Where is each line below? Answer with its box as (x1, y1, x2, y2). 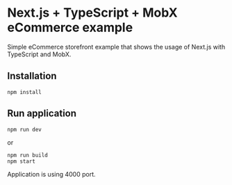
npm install (7, 88, 42, 95)
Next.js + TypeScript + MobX (7, 5, 179, 21)
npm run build (7, 152, 49, 159)
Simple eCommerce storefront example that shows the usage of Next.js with (7, 42, 226, 51)
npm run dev (7, 126, 42, 133)
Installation (7, 70, 57, 82)
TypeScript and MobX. (7, 50, 72, 58)
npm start (7, 158, 36, 165)
